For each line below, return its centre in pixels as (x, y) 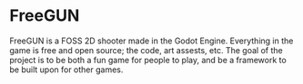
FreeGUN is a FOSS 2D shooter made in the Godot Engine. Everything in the (151, 41)
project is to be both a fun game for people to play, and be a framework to (148, 60)
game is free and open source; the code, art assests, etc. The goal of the (146, 50)
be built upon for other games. (66, 70)
